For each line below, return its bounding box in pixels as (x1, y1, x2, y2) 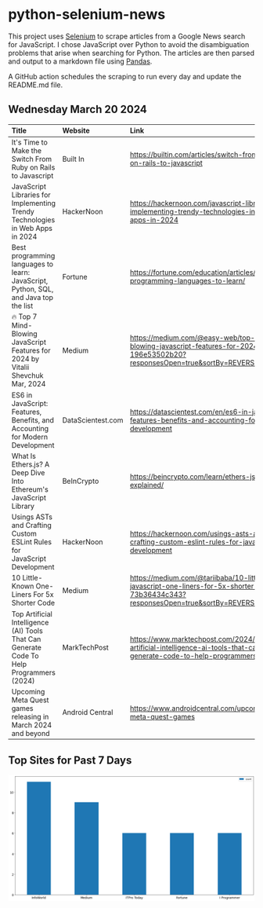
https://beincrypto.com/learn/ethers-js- (129, 472, 260, 481)
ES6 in (11, 390, 33, 400)
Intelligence (11, 617, 49, 627)
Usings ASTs (11, 512, 53, 522)
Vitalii (11, 363, 30, 372)
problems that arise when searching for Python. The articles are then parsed (8, 48, 254, 57)
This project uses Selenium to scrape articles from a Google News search (8, 31, 246, 41)
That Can (11, 634, 41, 643)
